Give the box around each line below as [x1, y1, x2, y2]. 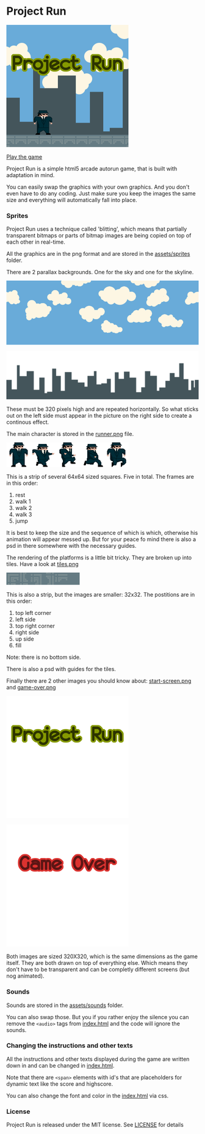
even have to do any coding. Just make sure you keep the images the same [6, 189, 196, 197]
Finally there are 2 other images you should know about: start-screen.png [6, 677, 192, 685]
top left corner [15, 609, 52, 617]
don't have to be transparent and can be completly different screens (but [6, 966, 190, 973]
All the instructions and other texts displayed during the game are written [6, 1055, 190, 1063]
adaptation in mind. [6, 171, 55, 178]
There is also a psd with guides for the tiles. [6, 666, 116, 673]
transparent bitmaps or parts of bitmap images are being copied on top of [6, 232, 192, 239]
